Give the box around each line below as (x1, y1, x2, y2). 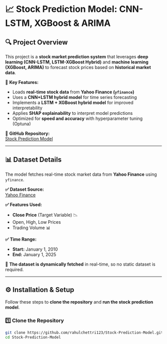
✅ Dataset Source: (5, 186, 44, 192)
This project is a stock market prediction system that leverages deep (5, 54, 149, 59)
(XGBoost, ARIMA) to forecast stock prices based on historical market (5, 64, 151, 70)
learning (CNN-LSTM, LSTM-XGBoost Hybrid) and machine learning (5, 59, 149, 65)
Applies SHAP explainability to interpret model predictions (12, 110, 133, 116)
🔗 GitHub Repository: (5, 130, 50, 136)
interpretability (12, 105, 43, 111)
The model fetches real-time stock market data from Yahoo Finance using (5, 171, 158, 177)
